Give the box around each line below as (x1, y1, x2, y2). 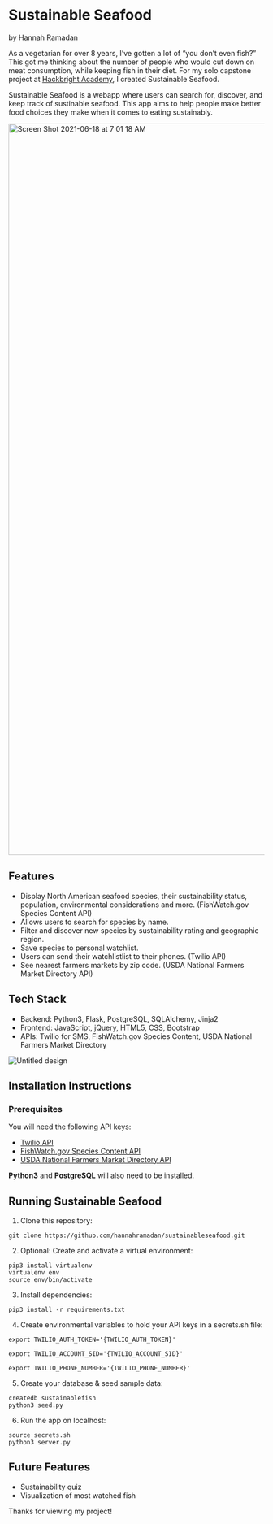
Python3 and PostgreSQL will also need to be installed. (8, 1170, 195, 1180)
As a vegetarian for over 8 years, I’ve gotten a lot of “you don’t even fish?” (8, 48, 257, 58)
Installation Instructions (8, 1079, 132, 1092)
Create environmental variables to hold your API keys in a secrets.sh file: (19, 1320, 263, 1330)
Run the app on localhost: (19, 1416, 106, 1426)
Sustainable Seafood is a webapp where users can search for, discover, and (8, 89, 262, 99)
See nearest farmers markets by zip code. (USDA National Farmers (19, 960, 245, 970)
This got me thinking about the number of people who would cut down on (8, 57, 255, 67)
